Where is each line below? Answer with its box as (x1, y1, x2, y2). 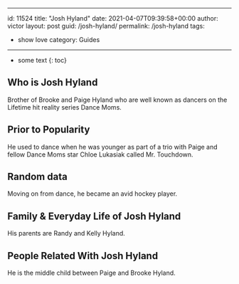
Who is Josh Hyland (7, 76, 98, 89)
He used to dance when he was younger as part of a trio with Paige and (7, 142, 218, 151)
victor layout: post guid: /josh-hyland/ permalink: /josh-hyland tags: (7, 22, 205, 30)
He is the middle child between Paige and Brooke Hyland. (7, 268, 176, 278)
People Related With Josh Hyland (7, 250, 159, 262)
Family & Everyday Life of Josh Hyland (7, 210, 181, 222)
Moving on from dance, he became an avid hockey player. (7, 189, 178, 198)
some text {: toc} (17, 56, 68, 64)
